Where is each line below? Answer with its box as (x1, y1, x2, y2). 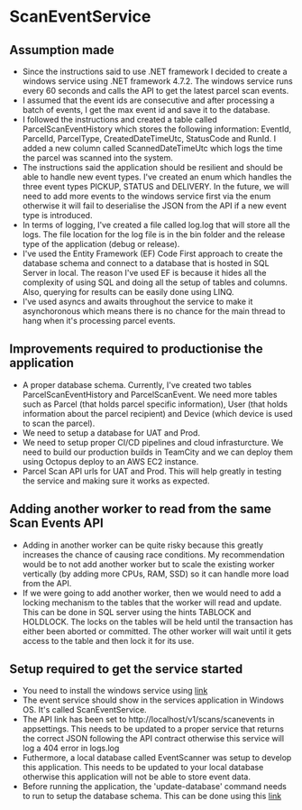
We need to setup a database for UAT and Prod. (22, 427, 201, 438)
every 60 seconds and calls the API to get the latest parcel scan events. (22, 86, 289, 96)
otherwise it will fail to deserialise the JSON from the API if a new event (22, 200, 287, 211)
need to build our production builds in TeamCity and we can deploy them (22, 446, 293, 457)
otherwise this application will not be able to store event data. (22, 771, 251, 782)
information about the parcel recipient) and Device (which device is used (22, 408, 293, 419)
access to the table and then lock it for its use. (22, 635, 195, 646)
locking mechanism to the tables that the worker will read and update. (22, 597, 282, 608)
